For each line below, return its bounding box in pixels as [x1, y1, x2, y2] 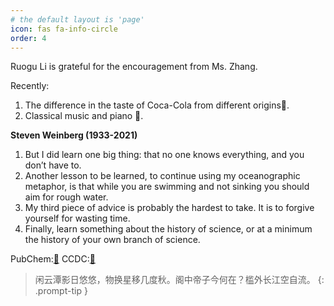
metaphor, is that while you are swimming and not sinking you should [24, 181, 310, 193]
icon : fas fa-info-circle [10, 24, 118, 34]
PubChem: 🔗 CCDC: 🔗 [10, 253, 96, 265]
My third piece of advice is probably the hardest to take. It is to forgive [24, 202, 315, 214]
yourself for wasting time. [24, 212, 131, 225]
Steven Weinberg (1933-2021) [10, 129, 138, 141]
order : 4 [10, 33, 47, 43]
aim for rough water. [24, 191, 109, 203]
